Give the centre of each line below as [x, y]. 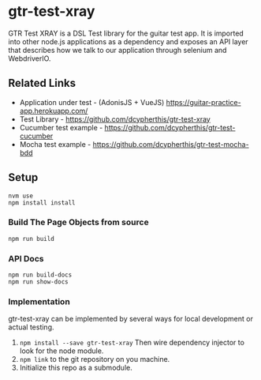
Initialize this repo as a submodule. [76, 368]
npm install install [42, 203]
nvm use [21, 196]
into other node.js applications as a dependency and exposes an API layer [128, 41]
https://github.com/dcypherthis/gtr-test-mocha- [171, 144]
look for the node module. [62, 351]
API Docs [26, 258]
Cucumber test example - [61, 127]
